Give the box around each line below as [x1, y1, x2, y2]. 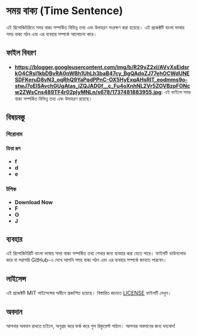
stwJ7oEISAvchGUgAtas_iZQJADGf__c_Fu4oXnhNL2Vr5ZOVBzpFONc [14, 82, 191, 89]
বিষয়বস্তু [6, 113, 25, 123]
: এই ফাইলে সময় [161, 88, 191, 95]
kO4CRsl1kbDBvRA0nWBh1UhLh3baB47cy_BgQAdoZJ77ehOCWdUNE [14, 69, 190, 77]
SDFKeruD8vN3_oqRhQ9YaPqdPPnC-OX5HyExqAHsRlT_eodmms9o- [14, 76, 188, 83]
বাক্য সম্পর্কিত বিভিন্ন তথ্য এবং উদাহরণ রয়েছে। [14, 95, 93, 102]
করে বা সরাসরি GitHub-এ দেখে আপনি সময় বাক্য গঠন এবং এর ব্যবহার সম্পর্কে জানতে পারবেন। [6, 257, 167, 264]
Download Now [14, 199, 53, 206]
